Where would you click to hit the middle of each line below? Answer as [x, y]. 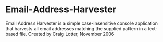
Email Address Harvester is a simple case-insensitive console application [82, 23]
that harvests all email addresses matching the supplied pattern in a [76, 28]
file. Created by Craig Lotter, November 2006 [67, 34]
